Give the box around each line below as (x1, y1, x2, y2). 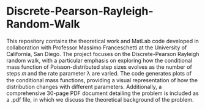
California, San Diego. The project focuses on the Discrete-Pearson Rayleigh (6, 50, 199, 57)
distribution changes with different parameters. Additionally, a (6, 83, 162, 90)
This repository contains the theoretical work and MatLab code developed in (6, 37, 199, 44)
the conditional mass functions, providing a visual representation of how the (6, 76, 198, 83)
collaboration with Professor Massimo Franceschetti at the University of (6, 44, 187, 51)
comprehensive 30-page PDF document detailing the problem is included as (6, 90, 199, 97)
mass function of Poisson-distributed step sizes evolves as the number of (6, 63, 193, 71)
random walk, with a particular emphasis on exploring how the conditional (6, 57, 193, 64)
